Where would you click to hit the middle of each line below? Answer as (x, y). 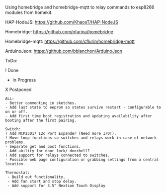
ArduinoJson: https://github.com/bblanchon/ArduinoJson (64, 51)
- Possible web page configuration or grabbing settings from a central (82, 160)
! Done (12, 70)
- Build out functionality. (36, 177)
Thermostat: (17, 173)
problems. (15, 142)
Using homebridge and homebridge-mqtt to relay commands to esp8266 (80, 7)
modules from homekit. (29, 12)
